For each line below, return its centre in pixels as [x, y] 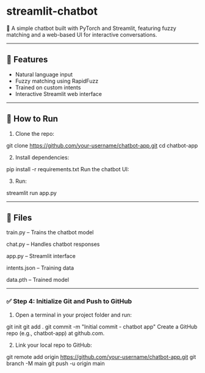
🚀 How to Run [32, 119]
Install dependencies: [42, 157]
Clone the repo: [35, 133]
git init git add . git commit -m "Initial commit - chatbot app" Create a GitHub [102, 327]
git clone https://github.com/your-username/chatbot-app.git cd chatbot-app [102, 146]
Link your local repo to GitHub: [54, 345]
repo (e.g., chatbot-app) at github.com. [56, 333]
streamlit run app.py [31, 193]
